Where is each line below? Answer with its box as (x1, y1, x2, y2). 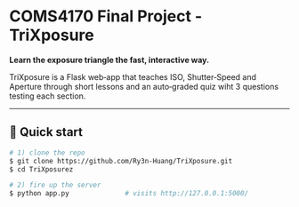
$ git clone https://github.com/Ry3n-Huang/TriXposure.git (9, 156, 233, 165)
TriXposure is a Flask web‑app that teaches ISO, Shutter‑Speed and (9, 71, 256, 82)
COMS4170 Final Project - (9, 6, 203, 27)
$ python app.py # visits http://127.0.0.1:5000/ (9, 189, 249, 198)
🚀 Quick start (9, 124, 83, 139)
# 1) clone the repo (9, 148, 86, 157)
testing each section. (9, 91, 86, 101)
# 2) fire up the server (9, 180, 101, 190)
